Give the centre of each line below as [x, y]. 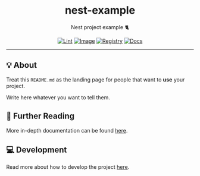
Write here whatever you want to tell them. [58, 97]
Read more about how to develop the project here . [68, 167]
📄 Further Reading [40, 116]
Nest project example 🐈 [100, 27]
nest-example [100, 10]
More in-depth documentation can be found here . [67, 130]
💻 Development [37, 150]
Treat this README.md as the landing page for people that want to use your [96, 79]
